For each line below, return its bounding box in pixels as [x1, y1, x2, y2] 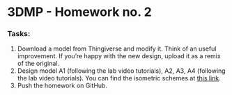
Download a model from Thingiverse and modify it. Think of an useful [17, 44, 217, 53]
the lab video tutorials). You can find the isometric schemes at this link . [17, 74, 221, 83]
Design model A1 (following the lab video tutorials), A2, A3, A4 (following [17, 67, 226, 75]
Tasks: [7, 29, 31, 39]
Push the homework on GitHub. [17, 81, 108, 90]
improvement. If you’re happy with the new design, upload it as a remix [17, 52, 221, 60]
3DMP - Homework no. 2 [7, 4, 152, 20]
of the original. [17, 60, 59, 68]
